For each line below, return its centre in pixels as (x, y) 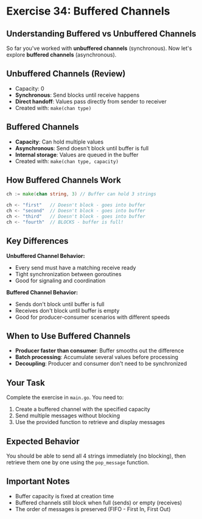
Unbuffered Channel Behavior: (46, 256)
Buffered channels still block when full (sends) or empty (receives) (99, 503)
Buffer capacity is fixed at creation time (64, 496)
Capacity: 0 (30, 88)
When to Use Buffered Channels (68, 336)
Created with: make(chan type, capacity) (67, 161)
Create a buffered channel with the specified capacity (82, 409)
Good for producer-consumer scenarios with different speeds (92, 317)
